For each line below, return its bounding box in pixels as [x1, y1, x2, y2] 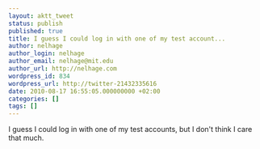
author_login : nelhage [8, 49, 85, 57]
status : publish [8, 19, 63, 28]
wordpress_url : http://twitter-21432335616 [8, 79, 157, 87]
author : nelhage [8, 42, 63, 50]
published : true [8, 27, 63, 35]
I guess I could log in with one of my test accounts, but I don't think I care [8, 125, 253, 134]
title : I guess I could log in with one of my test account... [8, 34, 226, 43]
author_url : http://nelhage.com [8, 65, 117, 73]
